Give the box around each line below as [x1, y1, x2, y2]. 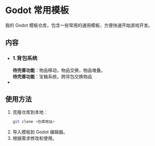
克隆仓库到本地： [12, 109, 48, 115]
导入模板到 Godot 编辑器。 [12, 129, 68, 135]
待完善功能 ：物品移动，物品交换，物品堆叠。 [12, 67, 106, 73]
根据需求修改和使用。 [12, 135, 57, 141]
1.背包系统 [12, 55, 38, 62]
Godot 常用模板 [5, 5, 69, 16]
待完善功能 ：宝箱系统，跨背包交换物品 [12, 74, 92, 80]
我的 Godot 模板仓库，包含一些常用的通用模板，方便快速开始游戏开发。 [5, 22, 153, 28]
